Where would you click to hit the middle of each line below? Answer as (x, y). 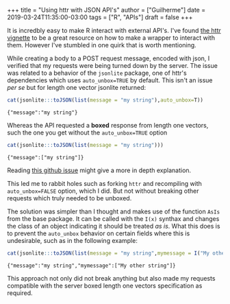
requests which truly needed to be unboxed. (69, 198)
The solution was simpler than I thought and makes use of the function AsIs (114, 211)
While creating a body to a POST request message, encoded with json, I (108, 58)
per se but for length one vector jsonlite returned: (77, 87)
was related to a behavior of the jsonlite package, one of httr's (97, 73)
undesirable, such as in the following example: (73, 240)
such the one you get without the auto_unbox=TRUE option (87, 132)
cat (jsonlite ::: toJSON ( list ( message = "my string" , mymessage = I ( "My (108, 253)
